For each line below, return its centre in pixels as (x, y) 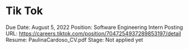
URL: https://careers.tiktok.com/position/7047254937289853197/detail (93, 33)
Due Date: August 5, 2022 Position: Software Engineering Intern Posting (94, 27)
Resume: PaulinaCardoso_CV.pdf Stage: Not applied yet (74, 40)
